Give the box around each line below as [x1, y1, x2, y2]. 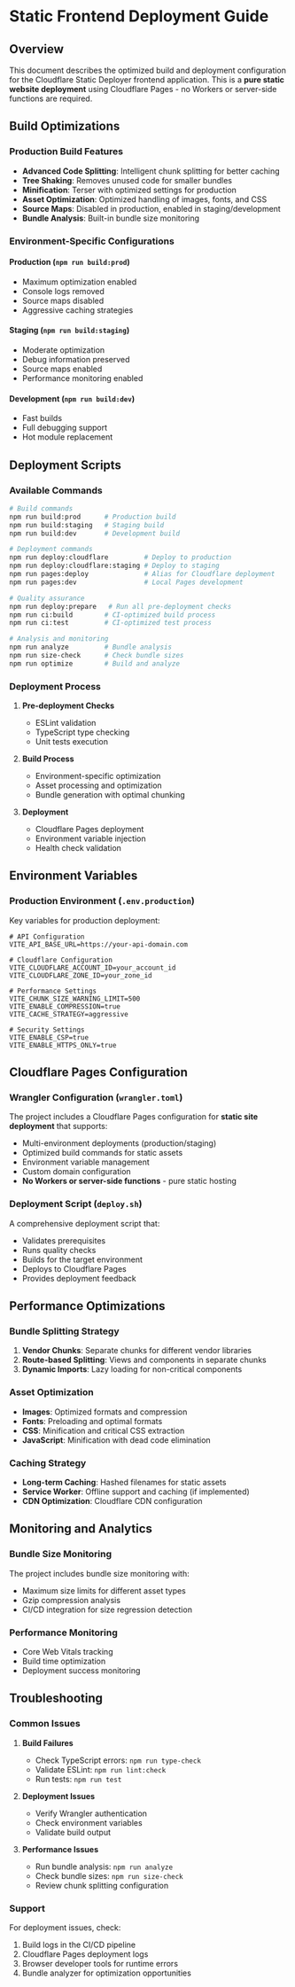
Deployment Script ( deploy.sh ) [9, 1198, 143, 1211]
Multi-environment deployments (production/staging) [21, 1138, 217, 1149]
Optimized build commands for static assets [21, 1148, 183, 1158]
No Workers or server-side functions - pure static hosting [21, 1176, 237, 1187]
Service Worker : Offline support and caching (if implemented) [21, 1486, 250, 1497]
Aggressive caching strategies [21, 304, 134, 316]
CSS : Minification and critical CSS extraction [21, 1425, 185, 1436]
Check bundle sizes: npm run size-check [35, 1870, 183, 1881]
